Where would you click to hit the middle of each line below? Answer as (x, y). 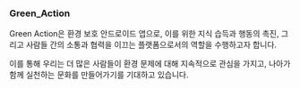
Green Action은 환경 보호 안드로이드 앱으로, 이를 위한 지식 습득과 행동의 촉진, (144, 34)
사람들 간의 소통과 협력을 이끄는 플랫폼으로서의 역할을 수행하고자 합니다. (151, 45)
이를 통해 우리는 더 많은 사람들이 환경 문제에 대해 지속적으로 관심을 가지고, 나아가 (150, 64)
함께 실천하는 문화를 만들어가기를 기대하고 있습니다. (99, 75)
